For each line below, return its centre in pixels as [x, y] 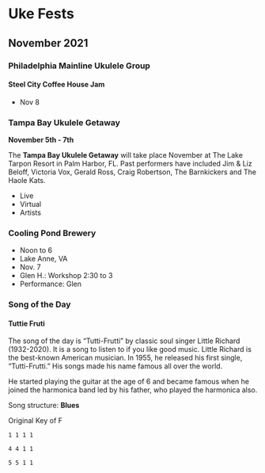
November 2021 [48, 43]
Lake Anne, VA [44, 259]
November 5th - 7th [41, 140]
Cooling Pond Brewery [52, 233]
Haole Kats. [27, 180]
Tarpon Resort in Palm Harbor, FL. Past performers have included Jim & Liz [130, 164]
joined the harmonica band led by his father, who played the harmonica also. [133, 390]
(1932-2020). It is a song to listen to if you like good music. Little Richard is [130, 349]
